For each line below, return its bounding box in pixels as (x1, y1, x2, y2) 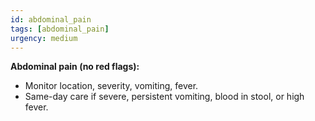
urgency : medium (10, 33, 78, 43)
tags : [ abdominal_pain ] (10, 24, 110, 34)
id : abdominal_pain (10, 14, 92, 25)
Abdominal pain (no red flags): (10, 61, 140, 73)
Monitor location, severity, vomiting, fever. (24, 80, 199, 92)
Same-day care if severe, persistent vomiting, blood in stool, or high (24, 91, 305, 103)
